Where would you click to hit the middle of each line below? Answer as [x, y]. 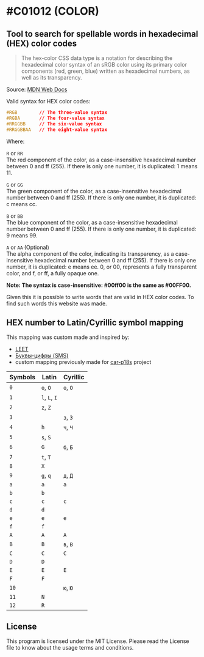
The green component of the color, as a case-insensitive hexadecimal [94, 191]
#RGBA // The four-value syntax [55, 118]
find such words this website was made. [57, 303]
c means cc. [22, 204]
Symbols [22, 377]
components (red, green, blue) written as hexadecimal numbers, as [105, 71]
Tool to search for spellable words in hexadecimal [102, 34]
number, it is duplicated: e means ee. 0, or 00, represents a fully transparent [102, 267]
